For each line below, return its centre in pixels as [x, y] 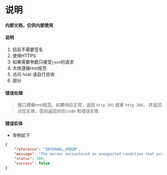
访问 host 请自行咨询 [33, 74]
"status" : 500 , [30, 159]
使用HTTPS [24, 56]
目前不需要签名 [28, 49]
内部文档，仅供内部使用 [29, 25]
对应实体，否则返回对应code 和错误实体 [58, 111]
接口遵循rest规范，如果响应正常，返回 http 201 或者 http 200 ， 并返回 [89, 105]
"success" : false [32, 163]
